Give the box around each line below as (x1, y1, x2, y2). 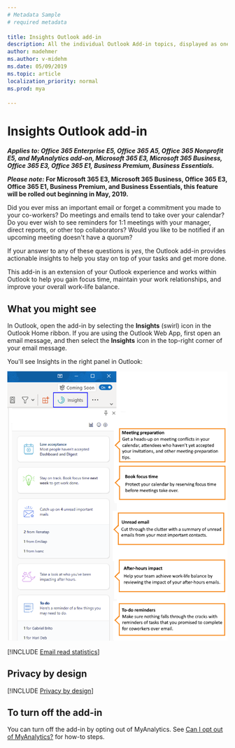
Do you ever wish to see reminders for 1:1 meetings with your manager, (7, 218, 211, 227)
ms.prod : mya (7, 85, 45, 92)
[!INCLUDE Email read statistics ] (7, 647, 100, 656)
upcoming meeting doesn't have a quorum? (7, 233, 133, 241)
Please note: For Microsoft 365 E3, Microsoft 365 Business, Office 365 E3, (7, 175, 227, 183)
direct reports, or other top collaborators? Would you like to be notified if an (7, 226, 225, 234)
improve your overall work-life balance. (7, 283, 120, 291)
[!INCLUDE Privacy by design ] (7, 686, 94, 695)
